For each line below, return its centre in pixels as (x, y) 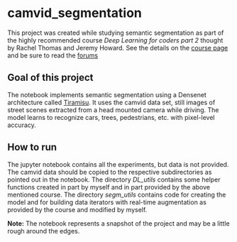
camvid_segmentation (75, 13)
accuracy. (22, 125)
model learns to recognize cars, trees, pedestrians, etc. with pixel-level (111, 117)
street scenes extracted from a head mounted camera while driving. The (113, 110)
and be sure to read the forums (53, 55)
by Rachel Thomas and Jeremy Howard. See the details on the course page (118, 48)
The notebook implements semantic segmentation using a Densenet (107, 94)
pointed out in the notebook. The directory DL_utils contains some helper (114, 180)
